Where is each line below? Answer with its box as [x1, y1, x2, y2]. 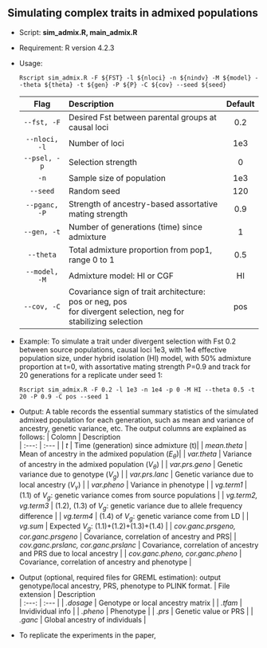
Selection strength [68, 156, 137, 167]
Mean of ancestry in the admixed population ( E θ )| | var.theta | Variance [18, 449, 253, 461]
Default [226, 98, 255, 109]
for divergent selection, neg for [68, 306, 185, 317]
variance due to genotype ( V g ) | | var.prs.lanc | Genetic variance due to [18, 469, 254, 481]
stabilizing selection [68, 316, 143, 327]
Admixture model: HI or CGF [68, 270, 175, 281]
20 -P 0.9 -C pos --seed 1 [18, 392, 109, 401]
